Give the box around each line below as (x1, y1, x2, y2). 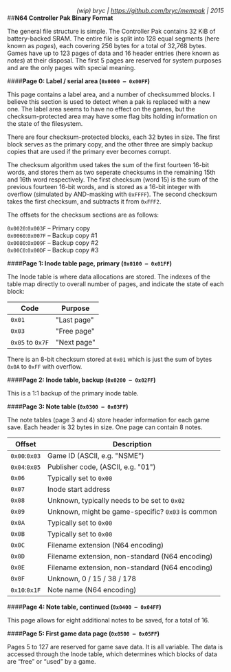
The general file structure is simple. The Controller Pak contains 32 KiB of (7, 28, 216, 35)
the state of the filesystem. (7, 120, 83, 127)
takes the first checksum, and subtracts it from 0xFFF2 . (7, 197, 162, 206)
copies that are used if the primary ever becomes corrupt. (7, 148, 172, 155)
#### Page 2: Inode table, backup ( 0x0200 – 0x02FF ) (7, 376, 156, 384)
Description (112, 440, 153, 448)
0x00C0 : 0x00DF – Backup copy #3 (7, 246, 99, 254)
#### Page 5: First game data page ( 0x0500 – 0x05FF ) (7, 629, 160, 638)
